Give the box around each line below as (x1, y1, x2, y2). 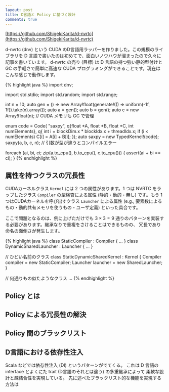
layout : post (5, 7, 33, 13)
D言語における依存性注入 (5, 347, 83, 357)
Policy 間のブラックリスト (5, 329, 87, 338)
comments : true (5, 17, 37, 22)
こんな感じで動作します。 (5, 72, 58, 78)
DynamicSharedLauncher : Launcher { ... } (5, 243, 93, 249)
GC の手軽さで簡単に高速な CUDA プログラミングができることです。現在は (5, 65, 161, 71)
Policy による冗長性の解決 (5, 310, 87, 319)
